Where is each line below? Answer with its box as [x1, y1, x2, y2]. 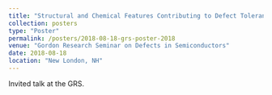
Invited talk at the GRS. [8, 78, 85, 89]
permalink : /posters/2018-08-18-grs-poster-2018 [8, 34, 176, 43]
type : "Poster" [8, 27, 60, 35]
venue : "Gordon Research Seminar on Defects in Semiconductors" [8, 42, 230, 50]
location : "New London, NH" [8, 57, 104, 65]
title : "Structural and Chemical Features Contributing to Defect [8, 11, 237, 20]
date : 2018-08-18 [8, 49, 67, 57]
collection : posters [8, 19, 79, 27]
